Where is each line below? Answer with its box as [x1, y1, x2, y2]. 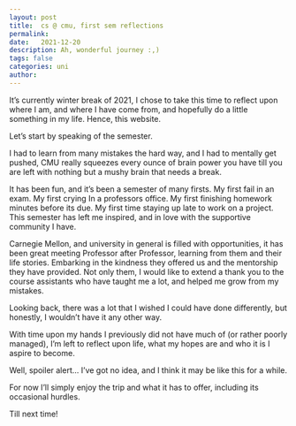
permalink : [9, 29, 49, 38]
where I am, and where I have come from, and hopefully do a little [9, 103, 248, 115]
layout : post [9, 12, 57, 22]
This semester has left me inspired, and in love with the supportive [9, 211, 252, 222]
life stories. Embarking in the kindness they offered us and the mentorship [9, 257, 278, 268]
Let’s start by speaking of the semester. [9, 130, 153, 141]
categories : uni [9, 63, 69, 72]
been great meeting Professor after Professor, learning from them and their [9, 247, 283, 258]
